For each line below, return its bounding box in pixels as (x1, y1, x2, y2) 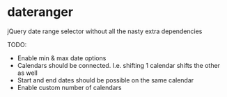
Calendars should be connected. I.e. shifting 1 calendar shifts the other (17, 61, 221, 69)
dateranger (7, 4, 74, 20)
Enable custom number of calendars (17, 83, 122, 91)
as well (17, 69, 38, 77)
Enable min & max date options (17, 53, 107, 62)
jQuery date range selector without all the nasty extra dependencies (7, 27, 203, 35)
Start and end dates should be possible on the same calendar (17, 76, 194, 84)
